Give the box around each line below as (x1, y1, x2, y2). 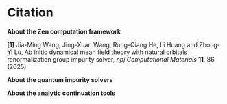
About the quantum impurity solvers (7, 75, 113, 83)
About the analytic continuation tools (7, 89, 115, 97)
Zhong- (198, 40, 221, 49)
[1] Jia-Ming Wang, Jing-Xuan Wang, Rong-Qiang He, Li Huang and (7, 40, 198, 49)
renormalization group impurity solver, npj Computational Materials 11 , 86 (7, 55, 215, 63)
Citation (7, 5, 53, 21)
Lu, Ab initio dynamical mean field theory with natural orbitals (14, 48, 187, 56)
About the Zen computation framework (7, 27, 121, 36)
